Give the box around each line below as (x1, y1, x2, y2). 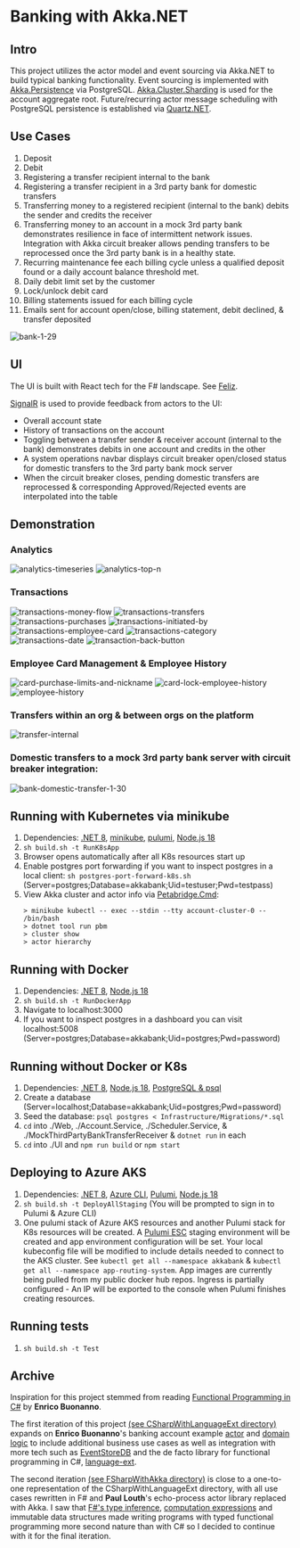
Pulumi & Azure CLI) (22, 1207, 97, 1218)
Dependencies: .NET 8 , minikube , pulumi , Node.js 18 (22, 832, 216, 844)
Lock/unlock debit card (22, 285, 109, 296)
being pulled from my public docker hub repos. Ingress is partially (22, 1273, 264, 1285)
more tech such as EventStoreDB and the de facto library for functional (10, 1447, 271, 1458)
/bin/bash (22, 914, 61, 924)
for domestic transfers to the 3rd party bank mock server (22, 462, 233, 473)
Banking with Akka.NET (10, 6, 189, 27)
